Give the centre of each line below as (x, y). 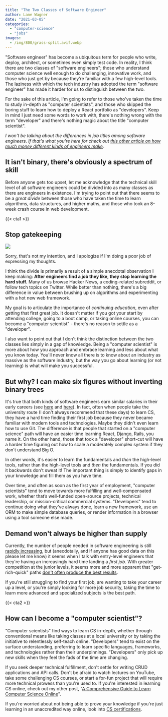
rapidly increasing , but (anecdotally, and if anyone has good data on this (80, 551)
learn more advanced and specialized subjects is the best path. (71, 593)
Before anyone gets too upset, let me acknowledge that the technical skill (81, 182)
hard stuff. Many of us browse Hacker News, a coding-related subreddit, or (83, 282)
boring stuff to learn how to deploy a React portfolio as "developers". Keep (82, 109)
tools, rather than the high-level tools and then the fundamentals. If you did (83, 465)
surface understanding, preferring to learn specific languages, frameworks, (83, 646)
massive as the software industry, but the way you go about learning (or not (83, 361)
